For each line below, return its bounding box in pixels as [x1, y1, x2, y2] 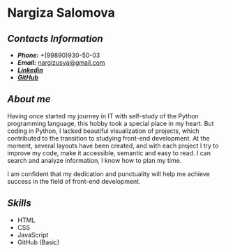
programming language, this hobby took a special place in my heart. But [7, 119, 214, 127]
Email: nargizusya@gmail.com [17, 58, 106, 67]
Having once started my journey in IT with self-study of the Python [7, 111, 199, 120]
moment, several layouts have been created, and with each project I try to [7, 141, 219, 150]
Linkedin [17, 66, 43, 74]
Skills [7, 197, 31, 210]
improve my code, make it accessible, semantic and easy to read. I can [7, 148, 211, 157]
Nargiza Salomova [7, 5, 115, 21]
